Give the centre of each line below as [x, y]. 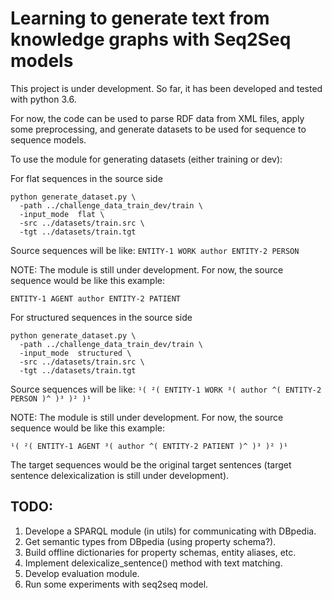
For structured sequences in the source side [101, 317]
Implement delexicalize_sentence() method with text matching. [153, 563]
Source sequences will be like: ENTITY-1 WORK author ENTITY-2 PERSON [155, 250]
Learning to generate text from [140, 18]
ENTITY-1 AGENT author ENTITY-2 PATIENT [96, 298]
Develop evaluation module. [82, 573]
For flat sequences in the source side [86, 178]
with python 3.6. [43, 99]
